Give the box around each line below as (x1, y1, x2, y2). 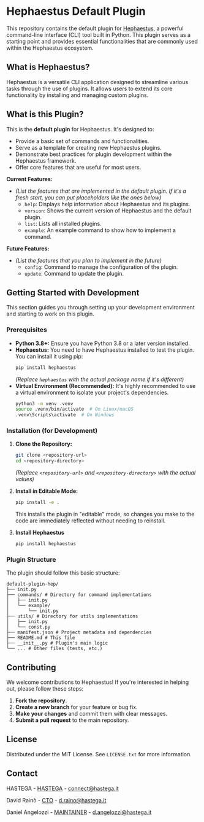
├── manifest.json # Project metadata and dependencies (6, 629, 152, 636)
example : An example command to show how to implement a (24, 226, 176, 234)
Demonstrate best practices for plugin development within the (15, 150, 172, 158)
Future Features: (6, 244, 50, 252)
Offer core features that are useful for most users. (15, 163, 142, 171)
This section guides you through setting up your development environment (6, 304, 195, 311)
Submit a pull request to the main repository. (15, 716, 129, 724)
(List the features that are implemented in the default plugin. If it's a (15, 187, 187, 195)
